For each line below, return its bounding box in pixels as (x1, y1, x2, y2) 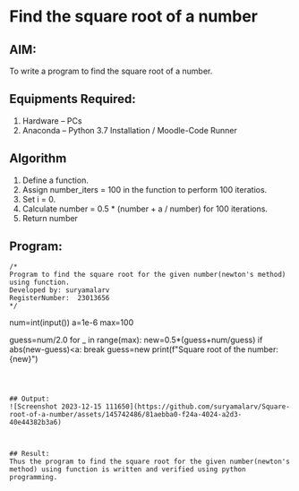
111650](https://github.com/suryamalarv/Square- (105, 402, 291, 411)
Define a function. (21, 175, 90, 185)
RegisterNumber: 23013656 (9, 294, 110, 303)
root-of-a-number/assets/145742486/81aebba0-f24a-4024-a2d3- (9, 410, 243, 419)
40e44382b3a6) (9, 418, 63, 427)
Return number (21, 212, 79, 223)
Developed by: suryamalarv (9, 286, 110, 295)
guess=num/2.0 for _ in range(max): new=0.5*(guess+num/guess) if (9, 334, 263, 346)
